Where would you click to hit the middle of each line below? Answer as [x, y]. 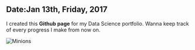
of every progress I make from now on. [53, 30]
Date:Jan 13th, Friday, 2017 [57, 10]
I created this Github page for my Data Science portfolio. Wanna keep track [98, 23]
